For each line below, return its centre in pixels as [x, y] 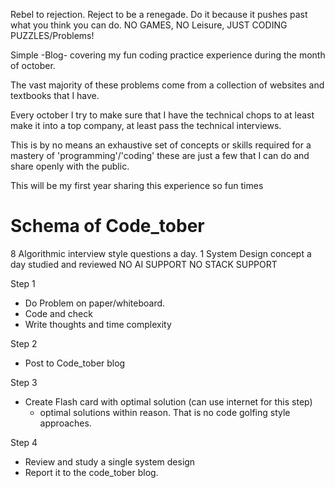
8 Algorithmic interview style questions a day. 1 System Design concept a [161, 253]
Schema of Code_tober [107, 226]
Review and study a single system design [110, 461]
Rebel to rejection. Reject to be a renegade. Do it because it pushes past [159, 14]
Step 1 [23, 283]
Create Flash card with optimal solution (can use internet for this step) [168, 401]
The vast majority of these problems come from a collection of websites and [167, 85]
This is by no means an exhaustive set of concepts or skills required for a [161, 145]
